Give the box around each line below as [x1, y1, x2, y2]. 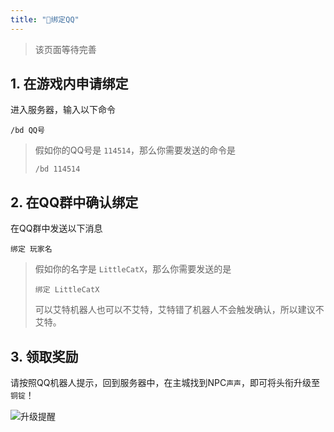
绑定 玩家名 [10, 244, 53, 255]
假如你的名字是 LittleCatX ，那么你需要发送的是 [34, 263, 232, 275]
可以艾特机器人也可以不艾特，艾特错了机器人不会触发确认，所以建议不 [34, 304, 325, 316]
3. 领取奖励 [10, 348, 79, 365]
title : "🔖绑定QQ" [10, 14, 80, 25]
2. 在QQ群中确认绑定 [10, 194, 139, 211]
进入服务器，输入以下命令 [10, 104, 116, 116]
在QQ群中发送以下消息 [10, 222, 103, 235]
